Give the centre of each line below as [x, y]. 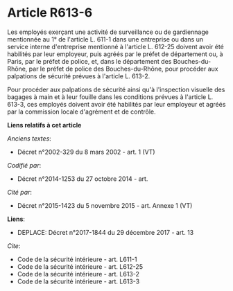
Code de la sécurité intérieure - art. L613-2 [78, 274]
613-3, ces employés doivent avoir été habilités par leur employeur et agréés [116, 104]
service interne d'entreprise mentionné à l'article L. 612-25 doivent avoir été [115, 46]
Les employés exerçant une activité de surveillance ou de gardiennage [108, 32]
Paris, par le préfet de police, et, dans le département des [89, 61]
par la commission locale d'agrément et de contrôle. [81, 112]
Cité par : [20, 192]
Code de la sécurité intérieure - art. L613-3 [78, 281]
